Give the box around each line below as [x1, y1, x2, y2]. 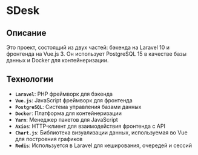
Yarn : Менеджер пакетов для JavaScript [15, 116, 118, 123]
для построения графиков [15, 135, 83, 142]
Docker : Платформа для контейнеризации [15, 110, 122, 117]
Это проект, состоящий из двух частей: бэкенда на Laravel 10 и [6, 44, 170, 51]
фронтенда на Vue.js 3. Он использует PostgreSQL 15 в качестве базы [6, 50, 186, 58]
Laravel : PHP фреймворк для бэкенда [15, 90, 113, 97]
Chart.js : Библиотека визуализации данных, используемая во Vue [15, 128, 188, 136]
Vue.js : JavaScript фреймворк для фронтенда [15, 96, 133, 104]
